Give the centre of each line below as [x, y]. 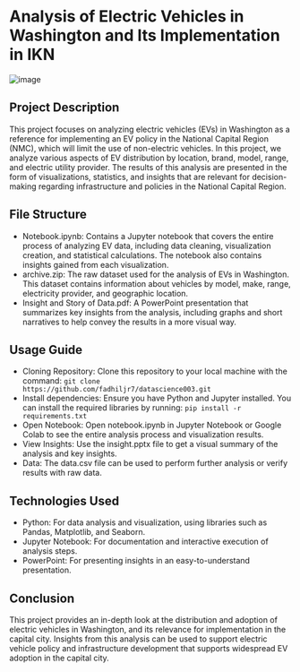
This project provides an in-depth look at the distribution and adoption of [143, 620]
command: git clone [61, 381]
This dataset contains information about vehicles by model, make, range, [156, 283]
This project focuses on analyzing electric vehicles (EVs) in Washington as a [150, 129]
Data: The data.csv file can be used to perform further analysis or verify [155, 463]
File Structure [48, 215]
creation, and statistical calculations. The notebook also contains [142, 255]
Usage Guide [46, 350]
